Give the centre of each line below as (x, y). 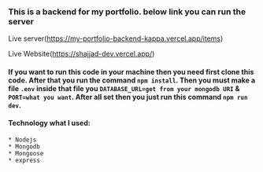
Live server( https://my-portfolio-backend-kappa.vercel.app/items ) (116, 38)
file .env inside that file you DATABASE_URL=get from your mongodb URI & (124, 88)
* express (24, 161)
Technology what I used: (49, 123)
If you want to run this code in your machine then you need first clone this (131, 71)
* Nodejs (22, 140)
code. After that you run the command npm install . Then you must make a (132, 80)
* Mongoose (26, 154)
